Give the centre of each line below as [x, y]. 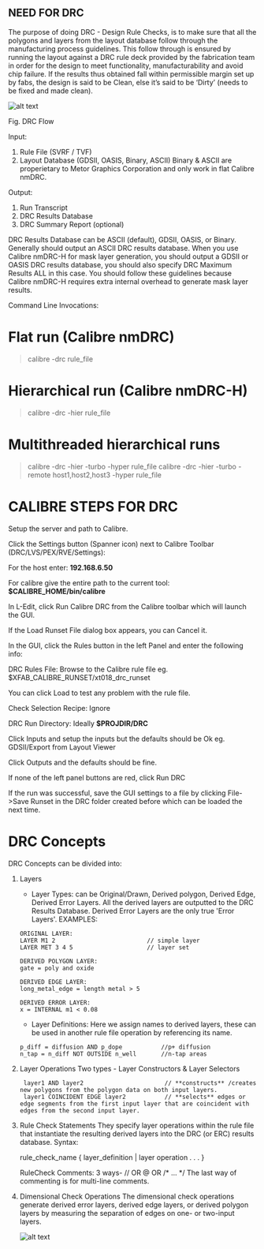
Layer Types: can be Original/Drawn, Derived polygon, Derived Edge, [143, 894]
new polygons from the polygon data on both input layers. [119, 1090]
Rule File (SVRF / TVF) [56, 151]
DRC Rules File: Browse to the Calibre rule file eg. [88, 669]
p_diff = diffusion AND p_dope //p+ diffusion [115, 1047]
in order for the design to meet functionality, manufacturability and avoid [126, 65]
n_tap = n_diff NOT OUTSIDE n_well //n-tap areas [113, 1054]
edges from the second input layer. [80, 1111]
